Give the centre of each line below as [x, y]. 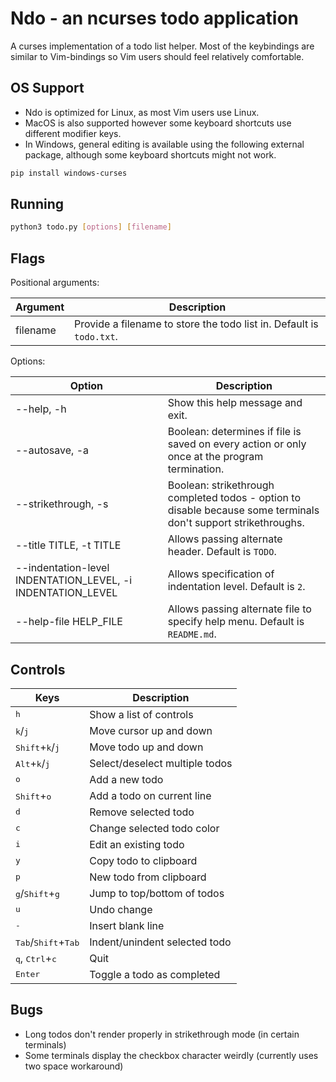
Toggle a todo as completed [155, 974]
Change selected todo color [154, 828]
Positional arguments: [55, 283]
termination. [196, 469]
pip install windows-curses [69, 173]
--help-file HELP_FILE [69, 622]
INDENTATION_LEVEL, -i [74, 580]
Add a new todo [126, 779]
